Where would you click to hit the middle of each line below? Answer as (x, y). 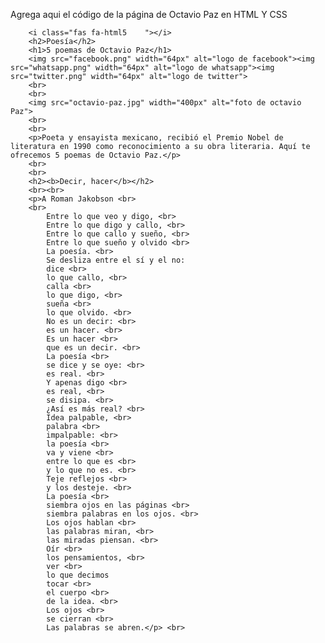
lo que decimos (78, 575)
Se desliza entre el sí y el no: (116, 260)
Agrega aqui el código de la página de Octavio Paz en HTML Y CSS (149, 14)
